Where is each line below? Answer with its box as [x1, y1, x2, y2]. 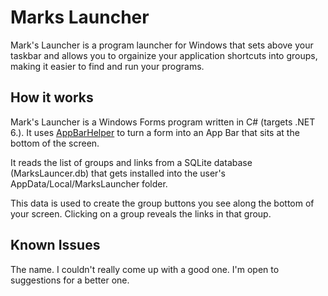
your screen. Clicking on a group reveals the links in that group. [10, 207, 272, 220]
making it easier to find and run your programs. [10, 60, 205, 72]
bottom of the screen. [10, 137, 100, 149]
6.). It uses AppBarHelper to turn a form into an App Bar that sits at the [10, 126, 300, 138]
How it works [10, 89, 94, 106]
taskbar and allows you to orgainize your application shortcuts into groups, [10, 49, 318, 61]
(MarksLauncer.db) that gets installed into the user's [10, 167, 226, 179]
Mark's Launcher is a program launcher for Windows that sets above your [10, 39, 314, 51]
